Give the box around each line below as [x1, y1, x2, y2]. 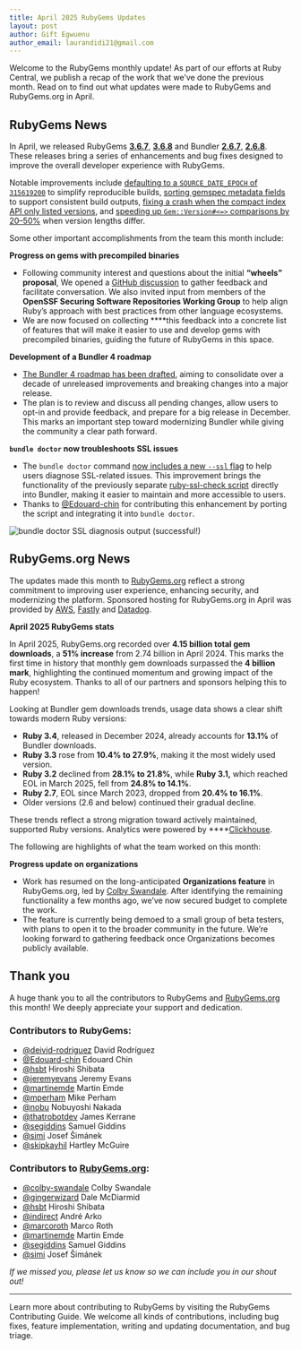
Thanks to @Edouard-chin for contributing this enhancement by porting [21, 499, 288, 510]
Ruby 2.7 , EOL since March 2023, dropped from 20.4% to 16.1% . [21, 787, 263, 798]
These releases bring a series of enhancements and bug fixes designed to [9, 150, 284, 161]
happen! [9, 686, 40, 697]
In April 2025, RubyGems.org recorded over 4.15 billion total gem [9, 638, 251, 649]
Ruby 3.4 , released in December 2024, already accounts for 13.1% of [21, 730, 279, 741]
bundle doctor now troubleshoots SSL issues [9, 443, 179, 454]
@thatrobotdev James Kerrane [21, 1111, 136, 1122]
